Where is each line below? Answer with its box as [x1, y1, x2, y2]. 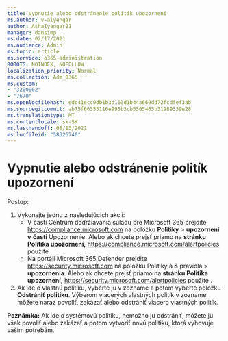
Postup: [7, 198, 29, 206]
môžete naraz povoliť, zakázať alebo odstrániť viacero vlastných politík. [16, 299, 218, 307]
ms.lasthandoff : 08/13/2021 [7, 125, 88, 131]
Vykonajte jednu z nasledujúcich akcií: [16, 211, 125, 219]
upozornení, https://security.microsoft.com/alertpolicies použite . [27, 277, 212, 285]
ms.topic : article [7, 49, 60, 55]
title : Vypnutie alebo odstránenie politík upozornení [7, 10, 167, 17]
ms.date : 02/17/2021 [7, 36, 66, 42]
